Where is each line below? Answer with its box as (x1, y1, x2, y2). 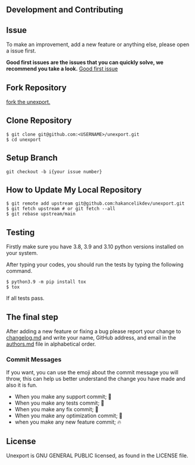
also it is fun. (6, 381, 37, 389)
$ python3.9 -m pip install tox (6, 279, 86, 285)
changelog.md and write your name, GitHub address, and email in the (6, 334, 177, 341)
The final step (6, 312, 58, 322)
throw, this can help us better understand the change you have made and (6, 375, 185, 383)
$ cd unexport (6, 137, 42, 143)
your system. (6, 250, 39, 257)
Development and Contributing (6, 5, 124, 15)
